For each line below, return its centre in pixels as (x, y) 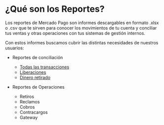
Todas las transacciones (44, 67)
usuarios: (15, 48)
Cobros (27, 107)
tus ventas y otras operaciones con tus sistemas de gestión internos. (75, 33)
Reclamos (30, 101)
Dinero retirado (35, 77)
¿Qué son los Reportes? (55, 9)
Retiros (27, 96)
